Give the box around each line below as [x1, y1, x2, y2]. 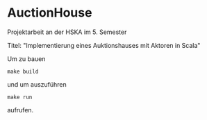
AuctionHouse [7, 5, 92, 21]
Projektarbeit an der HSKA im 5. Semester [7, 28, 127, 36]
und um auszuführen [7, 80, 67, 88]
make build [7, 68, 39, 75]
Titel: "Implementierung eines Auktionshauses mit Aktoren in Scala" [7, 41, 201, 49]
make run [7, 94, 33, 101]
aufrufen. [7, 105, 34, 114]
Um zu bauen [7, 54, 46, 63]
